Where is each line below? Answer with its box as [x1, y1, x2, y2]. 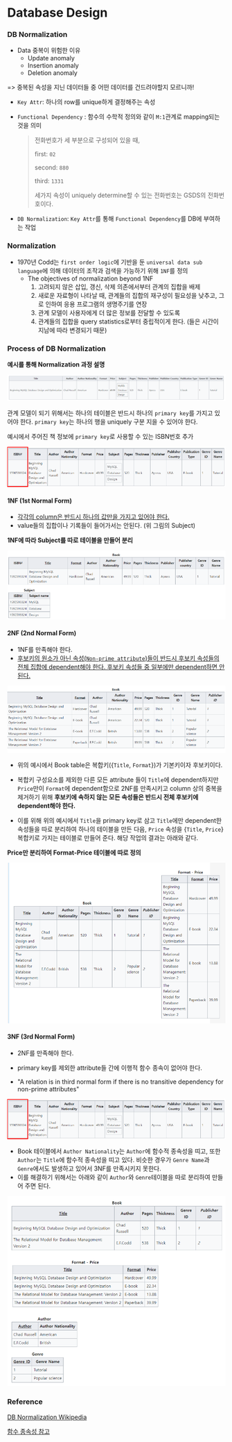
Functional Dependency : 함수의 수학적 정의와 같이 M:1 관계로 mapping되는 [17, 112, 220, 121]
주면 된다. [24, 1182, 51, 1190]
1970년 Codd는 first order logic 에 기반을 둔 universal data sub [17, 258, 203, 266]
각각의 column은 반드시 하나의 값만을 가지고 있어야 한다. [17, 512, 170, 521]
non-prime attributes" [17, 1084, 80, 1093]
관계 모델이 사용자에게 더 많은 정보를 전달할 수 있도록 [37, 308, 181, 317]
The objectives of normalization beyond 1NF [27, 274, 154, 283]
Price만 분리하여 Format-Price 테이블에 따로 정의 [7, 848, 141, 857]
